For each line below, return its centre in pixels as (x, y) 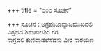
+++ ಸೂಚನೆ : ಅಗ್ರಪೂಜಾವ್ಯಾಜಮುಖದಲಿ (50, 24)
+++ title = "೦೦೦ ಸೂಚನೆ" (39, 10)
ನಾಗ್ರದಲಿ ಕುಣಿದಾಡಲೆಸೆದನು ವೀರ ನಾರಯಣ (50, 40)
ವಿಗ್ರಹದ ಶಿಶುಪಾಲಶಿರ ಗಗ (33, 32)
